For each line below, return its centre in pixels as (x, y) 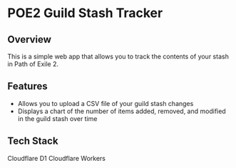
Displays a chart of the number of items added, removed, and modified (122, 111)
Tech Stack (33, 141)
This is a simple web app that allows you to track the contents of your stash (118, 56)
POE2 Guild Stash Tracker (85, 13)
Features (27, 86)
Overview (30, 40)
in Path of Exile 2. (33, 64)
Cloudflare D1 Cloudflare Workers (56, 158)
